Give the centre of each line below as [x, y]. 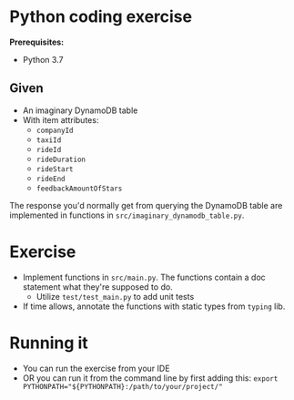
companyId [55, 130]
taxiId [49, 140]
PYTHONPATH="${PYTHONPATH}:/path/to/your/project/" [122, 386]
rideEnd [51, 179]
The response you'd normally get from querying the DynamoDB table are [146, 205]
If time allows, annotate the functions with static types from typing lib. [154, 306]
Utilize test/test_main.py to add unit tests [115, 296]
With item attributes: [61, 119]
